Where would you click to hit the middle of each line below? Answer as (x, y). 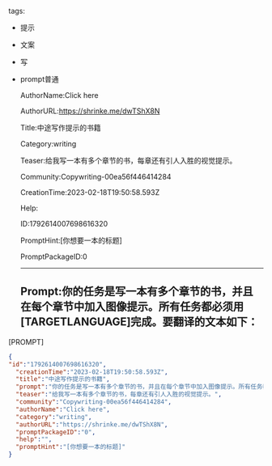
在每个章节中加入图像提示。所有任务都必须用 (132, 307)
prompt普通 (39, 79)
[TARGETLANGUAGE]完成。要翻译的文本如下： (139, 322)
